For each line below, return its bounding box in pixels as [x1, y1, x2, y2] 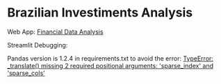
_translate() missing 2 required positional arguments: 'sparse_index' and [7, 61, 214, 70]
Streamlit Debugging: [7, 41, 68, 49]
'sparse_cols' [7, 69, 45, 77]
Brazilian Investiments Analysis [7, 5, 193, 21]
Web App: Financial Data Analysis [7, 28, 104, 36]
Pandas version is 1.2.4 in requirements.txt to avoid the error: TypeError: [7, 54, 214, 63]
